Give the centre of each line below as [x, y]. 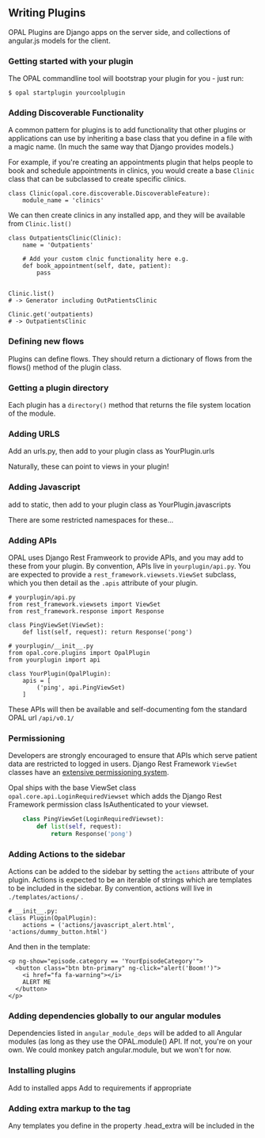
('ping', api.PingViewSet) [81, 688]
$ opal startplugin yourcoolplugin [67, 93]
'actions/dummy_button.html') [58, 932]
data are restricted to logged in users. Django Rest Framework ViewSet [123, 764]
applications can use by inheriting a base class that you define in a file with [131, 139]
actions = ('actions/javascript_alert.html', [99, 925]
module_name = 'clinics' [63, 201]
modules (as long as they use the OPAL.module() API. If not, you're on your [131, 1041]
